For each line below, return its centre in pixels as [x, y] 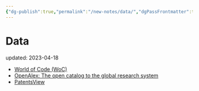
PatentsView [29, 81]
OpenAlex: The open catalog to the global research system [86, 76]
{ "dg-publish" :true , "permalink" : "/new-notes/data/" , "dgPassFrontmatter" [97, 12]
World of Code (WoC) [41, 69]
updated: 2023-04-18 [32, 58]
